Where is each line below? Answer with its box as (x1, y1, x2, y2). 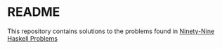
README (7, 4, 60, 20)
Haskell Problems (7, 34, 58, 42)
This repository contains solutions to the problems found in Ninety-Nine (7, 27, 215, 35)
